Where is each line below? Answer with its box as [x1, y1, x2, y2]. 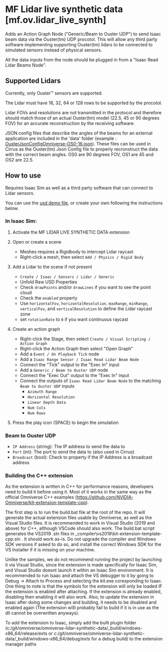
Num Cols [27, 405, 46, 410]
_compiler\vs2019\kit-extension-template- [75, 531, 162, 537]
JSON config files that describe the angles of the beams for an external [5, 130, 153, 136]
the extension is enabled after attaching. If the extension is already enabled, [5, 589, 162, 595]
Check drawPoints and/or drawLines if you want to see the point [20, 284, 151, 290]
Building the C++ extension [5, 472, 73, 479]
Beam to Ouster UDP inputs [20, 383, 75, 389]
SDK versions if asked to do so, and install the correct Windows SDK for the [5, 541, 161, 547]
